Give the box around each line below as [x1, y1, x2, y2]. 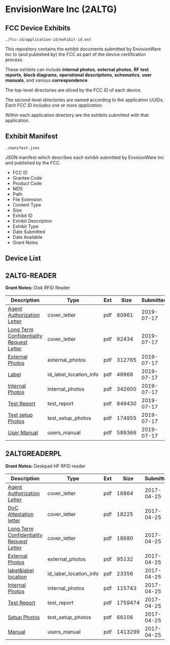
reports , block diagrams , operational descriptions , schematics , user [5, 72, 152, 78]
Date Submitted [12, 229, 46, 235]
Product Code [12, 180, 42, 186]
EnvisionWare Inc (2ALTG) [5, 4, 117, 15]
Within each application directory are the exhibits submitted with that [5, 112, 149, 118]
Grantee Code [12, 175, 42, 181]
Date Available [12, 234, 43, 240]
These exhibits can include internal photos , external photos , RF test [5, 67, 149, 72]
